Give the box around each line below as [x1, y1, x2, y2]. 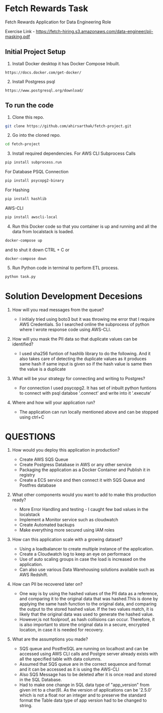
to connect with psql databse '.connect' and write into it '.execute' [19, 390, 152, 396]
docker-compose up [5, 238, 42, 243]
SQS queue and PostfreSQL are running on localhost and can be [19, 646, 148, 652]
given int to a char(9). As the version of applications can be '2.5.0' [19, 687, 152, 693]
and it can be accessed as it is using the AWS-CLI [19, 666, 120, 672]
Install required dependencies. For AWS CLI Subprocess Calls [12, 150, 136, 156]
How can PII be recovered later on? [12, 581, 83, 587]
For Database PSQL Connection [5, 169, 69, 175]
